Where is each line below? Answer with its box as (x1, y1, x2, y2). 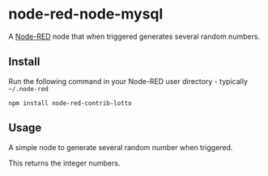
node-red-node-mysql (8, 5, 164, 23)
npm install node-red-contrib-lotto (8, 98, 132, 107)
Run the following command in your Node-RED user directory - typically (8, 76, 249, 86)
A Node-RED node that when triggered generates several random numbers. (8, 31, 261, 41)
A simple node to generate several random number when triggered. (8, 142, 233, 152)
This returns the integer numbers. (8, 158, 121, 168)
